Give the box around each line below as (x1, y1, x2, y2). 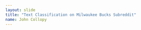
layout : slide (5, 7, 36, 13)
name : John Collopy (5, 17, 47, 22)
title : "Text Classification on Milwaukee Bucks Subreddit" (5, 12, 137, 17)
